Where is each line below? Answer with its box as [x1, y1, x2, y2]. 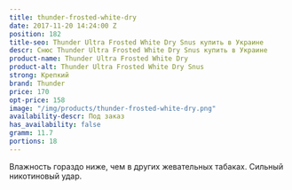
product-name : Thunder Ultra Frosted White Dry [9, 54, 189, 63]
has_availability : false [9, 121, 101, 130]
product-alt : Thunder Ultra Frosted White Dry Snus [9, 63, 204, 72]
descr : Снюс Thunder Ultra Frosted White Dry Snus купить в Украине [9, 46, 268, 55]
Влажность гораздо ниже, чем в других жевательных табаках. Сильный [9, 161, 284, 171]
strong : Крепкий [9, 71, 69, 80]
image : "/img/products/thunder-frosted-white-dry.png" [9, 104, 217, 113]
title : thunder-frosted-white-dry [9, 12, 138, 22]
